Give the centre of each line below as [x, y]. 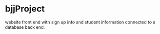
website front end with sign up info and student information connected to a [80, 22]
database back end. [25, 27]
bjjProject [25, 9]
